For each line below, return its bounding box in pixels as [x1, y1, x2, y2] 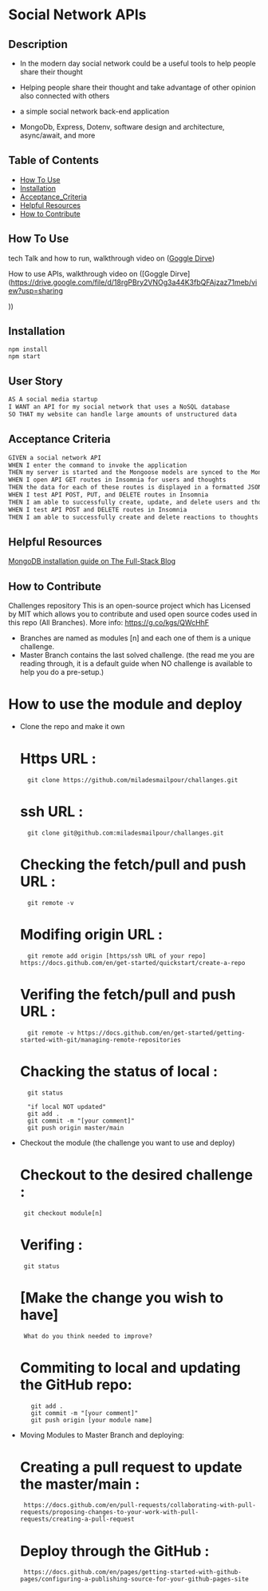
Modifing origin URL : [19, 926, 164, 944]
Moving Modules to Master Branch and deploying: [19, 1430, 185, 1440]
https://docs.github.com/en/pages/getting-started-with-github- [23, 1569, 242, 1577]
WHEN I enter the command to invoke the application [8, 461, 187, 469]
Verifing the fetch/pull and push [19, 986, 236, 1004]
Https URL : [19, 750, 97, 768]
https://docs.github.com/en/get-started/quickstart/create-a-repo [19, 959, 246, 967]
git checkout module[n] [23, 1209, 103, 1217]
